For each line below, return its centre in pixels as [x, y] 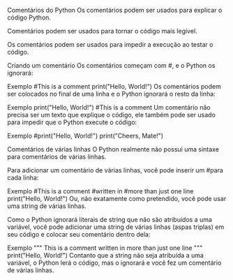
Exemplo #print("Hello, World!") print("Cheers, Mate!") [85, 136]
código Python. [29, 17]
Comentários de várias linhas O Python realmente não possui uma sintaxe [113, 149]
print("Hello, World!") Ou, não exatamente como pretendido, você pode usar [117, 199]
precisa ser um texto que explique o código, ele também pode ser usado [112, 115]
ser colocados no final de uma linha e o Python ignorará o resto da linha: [112, 94]
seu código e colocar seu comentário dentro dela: [79, 234]
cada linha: [23, 178]
